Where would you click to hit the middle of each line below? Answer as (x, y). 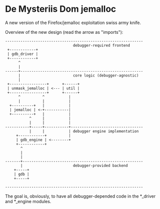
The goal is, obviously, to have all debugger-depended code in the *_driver (80, 196)
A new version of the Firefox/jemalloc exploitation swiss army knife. (73, 23)
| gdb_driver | (23, 54)
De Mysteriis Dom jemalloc (61, 9)
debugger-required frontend (102, 45)
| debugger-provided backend (74, 165)
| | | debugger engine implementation (84, 131)
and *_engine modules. (28, 201)
